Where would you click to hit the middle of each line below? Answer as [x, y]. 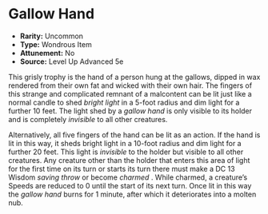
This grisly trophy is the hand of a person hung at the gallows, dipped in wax [134, 77]
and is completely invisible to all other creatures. [88, 119]
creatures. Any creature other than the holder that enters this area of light [129, 160]
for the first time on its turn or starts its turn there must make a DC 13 [122, 168]
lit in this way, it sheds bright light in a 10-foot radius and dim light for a [125, 143]
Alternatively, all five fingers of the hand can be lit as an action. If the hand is [134, 135]
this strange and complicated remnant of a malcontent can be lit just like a [130, 93]
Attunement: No [47, 53]
